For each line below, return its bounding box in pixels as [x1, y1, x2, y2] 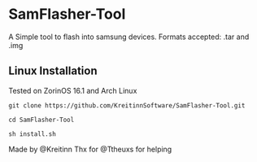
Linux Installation [8, 64, 98, 78]
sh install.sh [8, 129, 57, 138]
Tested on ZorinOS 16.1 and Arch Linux [8, 85, 137, 95]
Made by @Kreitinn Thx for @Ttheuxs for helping [8, 144, 172, 154]
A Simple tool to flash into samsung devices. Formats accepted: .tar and [8, 32, 250, 42]
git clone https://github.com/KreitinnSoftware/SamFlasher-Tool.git [8, 101, 246, 110]
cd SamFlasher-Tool [8, 116, 75, 124]
